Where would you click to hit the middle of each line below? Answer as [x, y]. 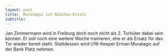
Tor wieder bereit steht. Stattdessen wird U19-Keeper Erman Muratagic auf [82, 44]
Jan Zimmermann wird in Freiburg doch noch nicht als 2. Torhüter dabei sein [84, 33]
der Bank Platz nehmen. [30, 49]
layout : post [19, 10]
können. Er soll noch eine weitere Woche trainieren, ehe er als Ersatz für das [84, 38]
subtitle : [16, 19]
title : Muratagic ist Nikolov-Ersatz [46, 14]
